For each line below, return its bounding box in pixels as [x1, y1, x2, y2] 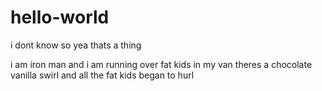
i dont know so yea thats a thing [10, 39, 142, 51]
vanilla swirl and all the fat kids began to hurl [10, 69, 195, 81]
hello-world [10, 6, 110, 29]
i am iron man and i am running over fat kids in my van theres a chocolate [10, 58, 313, 70]
